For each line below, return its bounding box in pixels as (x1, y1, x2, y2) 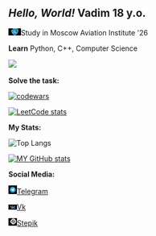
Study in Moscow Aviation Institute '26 (21, 27, 149, 37)
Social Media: (8, 169, 55, 179)
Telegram (17, 186, 48, 196)
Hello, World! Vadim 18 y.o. (8, 6, 146, 20)
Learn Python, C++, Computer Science (8, 43, 138, 53)
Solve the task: (8, 76, 60, 85)
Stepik (17, 217, 39, 228)
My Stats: (8, 122, 42, 132)
